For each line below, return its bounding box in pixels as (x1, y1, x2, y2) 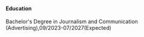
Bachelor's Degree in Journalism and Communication (5, 18, 138, 25)
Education (5, 5, 32, 12)
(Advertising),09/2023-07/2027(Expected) (5, 24, 112, 32)
